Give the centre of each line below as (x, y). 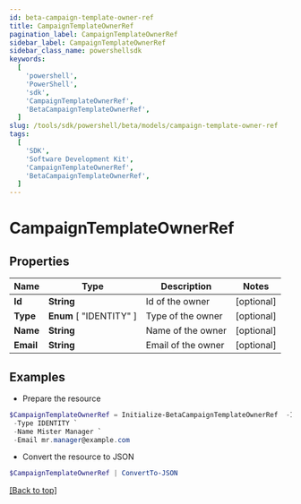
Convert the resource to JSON (78, 457)
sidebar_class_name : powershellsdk (76, 51)
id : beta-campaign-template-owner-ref (82, 17)
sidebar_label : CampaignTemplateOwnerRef (88, 43)
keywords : (28, 59)
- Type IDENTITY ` (45, 423)
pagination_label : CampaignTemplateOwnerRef (94, 34)
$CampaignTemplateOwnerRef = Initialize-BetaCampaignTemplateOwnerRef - (150, 414)
